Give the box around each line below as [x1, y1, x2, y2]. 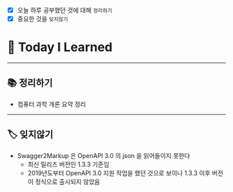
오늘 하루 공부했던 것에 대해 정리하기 [17, 6, 112, 14]
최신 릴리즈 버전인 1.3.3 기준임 [27, 160, 110, 168]
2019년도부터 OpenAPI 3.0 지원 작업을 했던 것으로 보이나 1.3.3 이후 [27, 168, 211, 177]
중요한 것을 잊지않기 [17, 15, 68, 23]
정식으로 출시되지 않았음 [35, 177, 101, 186]
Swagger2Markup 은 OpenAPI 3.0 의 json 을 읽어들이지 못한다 [17, 151, 191, 159]
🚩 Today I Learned [7, 40, 113, 55]
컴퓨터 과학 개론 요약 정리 [17, 100, 87, 108]
